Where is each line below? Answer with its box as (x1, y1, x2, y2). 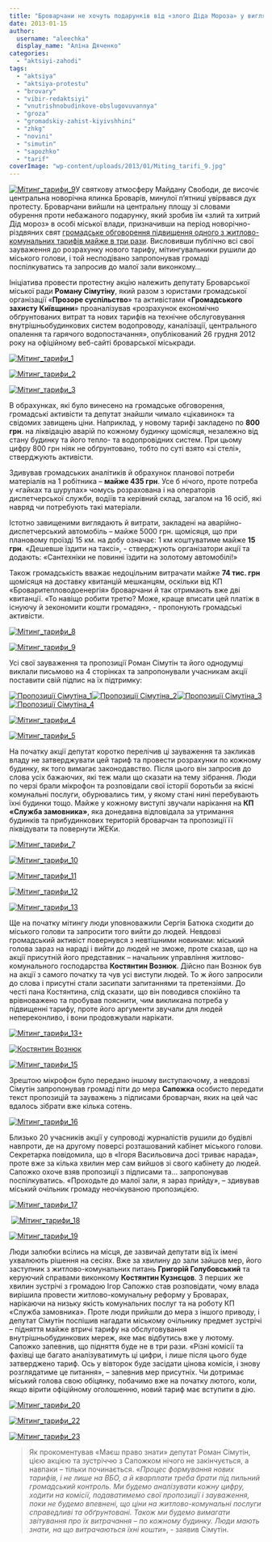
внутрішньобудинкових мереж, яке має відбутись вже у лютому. (9, 1333, 235, 1343)
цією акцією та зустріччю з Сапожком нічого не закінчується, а (28, 1456, 249, 1466)
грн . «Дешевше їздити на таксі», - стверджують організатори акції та (9, 544, 250, 554)
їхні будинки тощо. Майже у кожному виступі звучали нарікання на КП (9, 798, 254, 808)
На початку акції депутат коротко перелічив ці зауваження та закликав (9, 746, 256, 757)
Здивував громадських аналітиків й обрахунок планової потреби (9, 468, 235, 478)
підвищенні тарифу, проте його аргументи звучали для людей (9, 1005, 223, 1014)
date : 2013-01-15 (9, 19, 68, 28)
